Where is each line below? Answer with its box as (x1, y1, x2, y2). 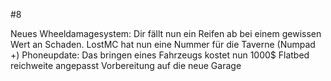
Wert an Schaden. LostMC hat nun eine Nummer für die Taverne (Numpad (10, 39, 316, 50)
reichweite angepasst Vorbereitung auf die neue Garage (10, 60, 242, 71)
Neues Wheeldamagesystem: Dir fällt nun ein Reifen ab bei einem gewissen (10, 28, 322, 39)
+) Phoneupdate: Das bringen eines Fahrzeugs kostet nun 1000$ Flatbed (10, 49, 310, 61)
